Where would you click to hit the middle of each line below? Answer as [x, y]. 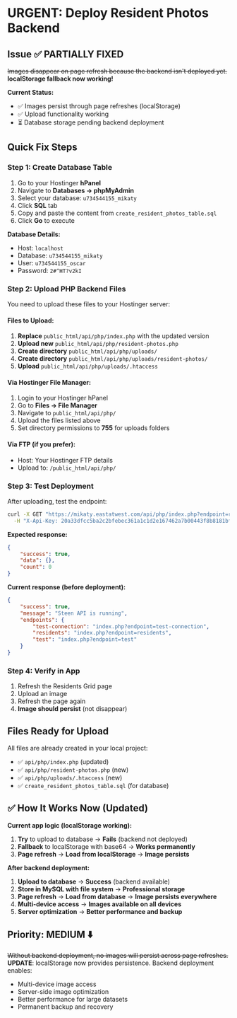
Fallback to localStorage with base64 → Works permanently [106, 846]
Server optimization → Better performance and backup [100, 911]
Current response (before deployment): [66, 587]
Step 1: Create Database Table [60, 168]
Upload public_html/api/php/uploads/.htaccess [88, 366]
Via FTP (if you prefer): [42, 444]
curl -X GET [25, 514]
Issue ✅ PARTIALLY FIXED [66, 54]
